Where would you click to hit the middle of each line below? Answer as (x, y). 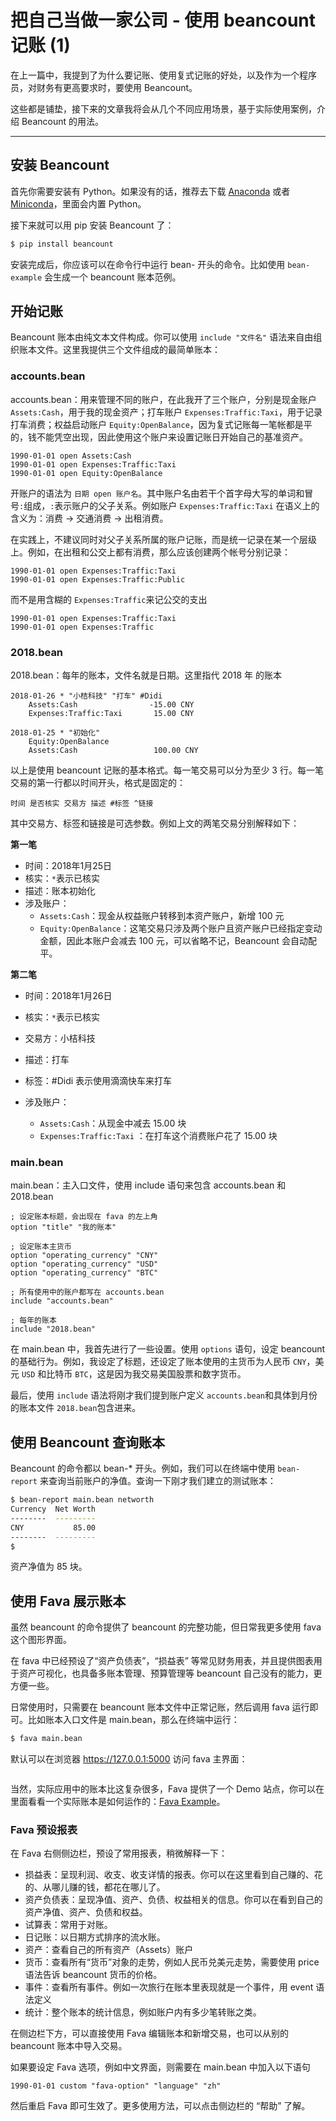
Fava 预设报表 (44, 1829)
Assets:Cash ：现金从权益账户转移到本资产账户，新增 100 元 (162, 916)
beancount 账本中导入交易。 (69, 2046)
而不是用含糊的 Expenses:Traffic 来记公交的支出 (109, 599)
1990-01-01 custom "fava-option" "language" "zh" (116, 2086)
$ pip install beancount (62, 244)
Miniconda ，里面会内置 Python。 (78, 203)
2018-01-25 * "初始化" (55, 733)
